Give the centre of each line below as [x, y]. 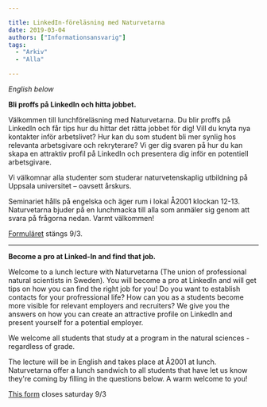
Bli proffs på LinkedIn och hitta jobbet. [72, 105]
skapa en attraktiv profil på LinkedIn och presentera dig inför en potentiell [128, 153]
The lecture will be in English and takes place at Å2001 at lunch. [112, 362]
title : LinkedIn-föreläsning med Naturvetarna [87, 22]
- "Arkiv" [31, 52]
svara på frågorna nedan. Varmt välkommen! [81, 218]
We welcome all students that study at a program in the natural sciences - [129, 338]
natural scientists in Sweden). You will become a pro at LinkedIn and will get [132, 280]
